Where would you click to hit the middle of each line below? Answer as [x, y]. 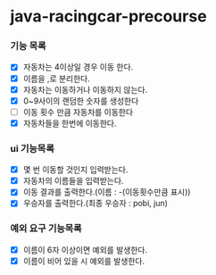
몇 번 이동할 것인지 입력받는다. [75, 170]
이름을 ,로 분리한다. [56, 79]
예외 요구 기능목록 [46, 229]
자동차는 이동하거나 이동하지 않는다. [85, 89]
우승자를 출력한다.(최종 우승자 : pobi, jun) [96, 204]
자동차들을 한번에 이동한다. [70, 123]
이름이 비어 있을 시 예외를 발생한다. [84, 261]
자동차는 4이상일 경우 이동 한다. [78, 67]
